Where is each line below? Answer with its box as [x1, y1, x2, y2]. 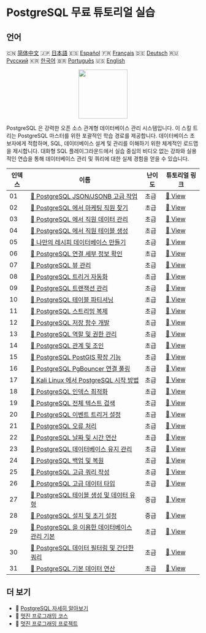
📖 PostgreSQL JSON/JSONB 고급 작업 [30, 192, 138, 200]
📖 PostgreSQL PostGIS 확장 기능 [30, 353, 121, 362]
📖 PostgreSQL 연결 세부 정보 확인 [30, 249, 123, 258]
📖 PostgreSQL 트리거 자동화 [30, 273, 109, 281]
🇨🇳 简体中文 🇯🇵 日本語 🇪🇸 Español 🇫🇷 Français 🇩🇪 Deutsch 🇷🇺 [6, 50, 179, 56]
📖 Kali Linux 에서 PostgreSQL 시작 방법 [30, 376, 139, 384]
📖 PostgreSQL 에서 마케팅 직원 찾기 [30, 203, 129, 212]
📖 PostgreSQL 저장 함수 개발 [30, 319, 110, 327]
